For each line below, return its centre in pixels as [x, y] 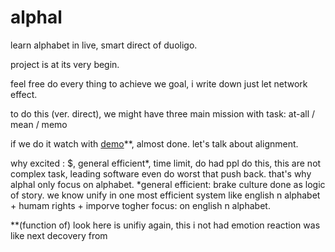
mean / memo [39, 124]
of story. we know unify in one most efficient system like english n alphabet [165, 195]
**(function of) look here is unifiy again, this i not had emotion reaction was [165, 225]
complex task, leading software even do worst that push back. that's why [161, 173]
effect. [24, 94]
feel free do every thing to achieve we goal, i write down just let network [159, 83]
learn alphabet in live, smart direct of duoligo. [104, 45]
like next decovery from [59, 235]
